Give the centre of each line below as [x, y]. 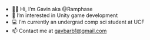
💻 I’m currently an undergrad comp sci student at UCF [78, 22]
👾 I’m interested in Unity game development [65, 15]
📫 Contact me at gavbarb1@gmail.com [59, 31]
